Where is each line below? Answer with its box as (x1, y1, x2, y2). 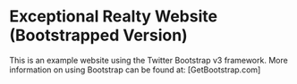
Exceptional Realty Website (9, 6, 217, 27)
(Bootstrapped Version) (9, 25, 188, 46)
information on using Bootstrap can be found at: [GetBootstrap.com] (9, 64, 261, 75)
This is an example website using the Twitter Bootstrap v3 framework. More (9, 55, 288, 65)
